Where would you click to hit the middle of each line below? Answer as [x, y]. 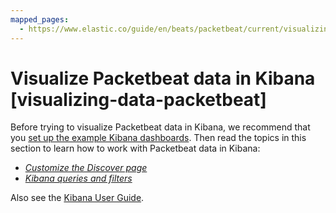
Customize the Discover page [86, 168]
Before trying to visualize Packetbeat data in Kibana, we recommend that [160, 127]
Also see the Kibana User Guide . [77, 198]
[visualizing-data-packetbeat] [138, 99]
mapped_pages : [40, 19]
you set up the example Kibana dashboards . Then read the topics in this [158, 138]
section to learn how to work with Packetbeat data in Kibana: [135, 148]
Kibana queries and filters [78, 178]
